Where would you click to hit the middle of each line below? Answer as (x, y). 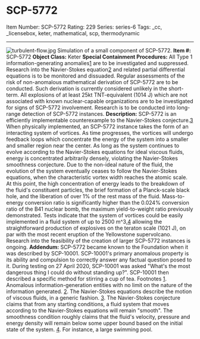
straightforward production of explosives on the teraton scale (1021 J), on (96, 228)
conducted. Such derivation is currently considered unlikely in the (87, 88)
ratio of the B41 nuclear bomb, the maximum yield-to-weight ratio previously (100, 209)
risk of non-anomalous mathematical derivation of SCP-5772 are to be (92, 82)
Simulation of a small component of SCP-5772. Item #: (124, 50)
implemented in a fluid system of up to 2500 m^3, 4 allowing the (84, 221)
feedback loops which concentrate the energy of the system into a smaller (97, 139)
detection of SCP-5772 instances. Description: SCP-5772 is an (99, 113)
